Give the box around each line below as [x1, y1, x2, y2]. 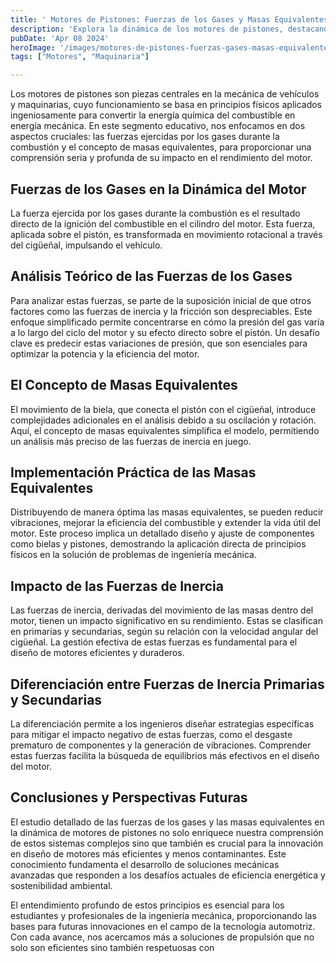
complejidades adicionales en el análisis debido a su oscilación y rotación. [10, 414, 317, 426]
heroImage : [10, 42, 56, 53]
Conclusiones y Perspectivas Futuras [10, 789, 248, 806]
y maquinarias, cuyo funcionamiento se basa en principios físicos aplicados [10, 99, 323, 111]
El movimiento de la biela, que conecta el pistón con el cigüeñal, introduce [10, 403, 317, 415]
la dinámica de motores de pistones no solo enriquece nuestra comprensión [10, 826, 324, 838]
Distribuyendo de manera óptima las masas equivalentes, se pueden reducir [10, 506, 324, 518]
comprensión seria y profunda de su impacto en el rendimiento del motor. [10, 152, 313, 164]
